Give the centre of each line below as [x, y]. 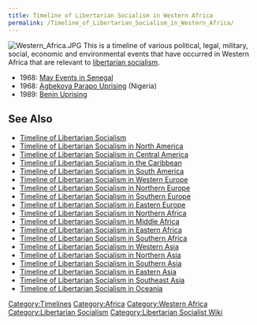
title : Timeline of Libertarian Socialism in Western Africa [111, 15]
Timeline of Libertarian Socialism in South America [102, 171]
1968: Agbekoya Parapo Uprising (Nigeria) [88, 86]
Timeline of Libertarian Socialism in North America [101, 146]
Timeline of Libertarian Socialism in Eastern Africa [101, 230]
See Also [30, 119]
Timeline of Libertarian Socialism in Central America [104, 155]
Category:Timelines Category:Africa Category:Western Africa [108, 304]
